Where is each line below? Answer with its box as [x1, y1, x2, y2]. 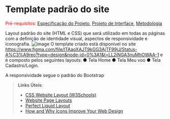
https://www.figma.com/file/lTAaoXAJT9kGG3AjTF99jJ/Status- [5, 46, 138, 52]
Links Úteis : [17, 82, 43, 88]
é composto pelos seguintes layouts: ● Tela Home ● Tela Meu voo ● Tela [5, 57, 161, 63]
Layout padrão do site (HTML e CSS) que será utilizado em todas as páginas [5, 30, 165, 36]
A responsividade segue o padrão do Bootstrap [5, 72, 104, 78]
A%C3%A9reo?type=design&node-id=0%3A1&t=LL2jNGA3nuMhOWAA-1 [5, 52, 159, 58]
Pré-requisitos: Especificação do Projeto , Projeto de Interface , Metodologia [5, 20, 162, 26]
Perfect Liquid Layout [25, 102, 71, 108]
